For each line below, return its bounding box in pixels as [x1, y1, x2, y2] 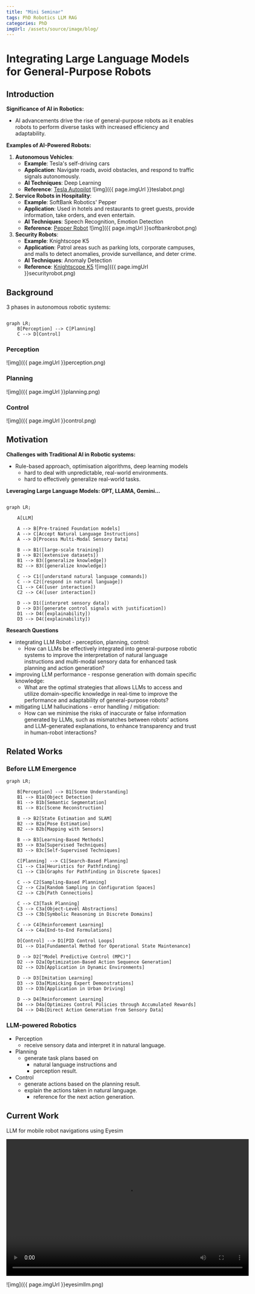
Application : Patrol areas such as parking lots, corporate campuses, [24, 244, 195, 251]
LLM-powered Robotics [6, 1021, 77, 1030]
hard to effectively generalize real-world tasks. [24, 475, 141, 483]
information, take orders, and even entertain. [24, 212, 136, 219]
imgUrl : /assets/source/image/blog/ [6, 26, 99, 32]
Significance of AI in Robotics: [6, 105, 84, 112]
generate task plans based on [24, 1054, 99, 1061]
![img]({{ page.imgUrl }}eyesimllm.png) [6, 1281, 104, 1288]
